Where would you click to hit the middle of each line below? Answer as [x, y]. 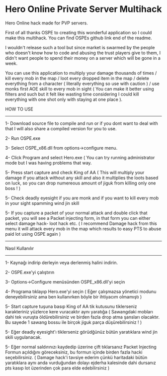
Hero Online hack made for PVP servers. [46, 23]
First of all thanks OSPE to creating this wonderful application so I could [79, 32]
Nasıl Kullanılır [20, 248]
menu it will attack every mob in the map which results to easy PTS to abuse [83, 229]
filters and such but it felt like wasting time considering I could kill [72, 94]
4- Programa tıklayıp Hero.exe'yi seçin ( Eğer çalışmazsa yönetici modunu [81, 291]
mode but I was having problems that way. [48, 163]
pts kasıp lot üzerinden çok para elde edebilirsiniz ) [57, 368]
